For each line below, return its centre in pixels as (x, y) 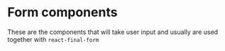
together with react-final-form (53, 39)
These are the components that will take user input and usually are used (113, 32)
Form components (62, 12)
